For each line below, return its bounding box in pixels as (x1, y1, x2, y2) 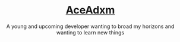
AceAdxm (65, 3, 115, 17)
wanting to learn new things (56, 29, 125, 36)
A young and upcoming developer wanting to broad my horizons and (6, 23, 175, 30)
